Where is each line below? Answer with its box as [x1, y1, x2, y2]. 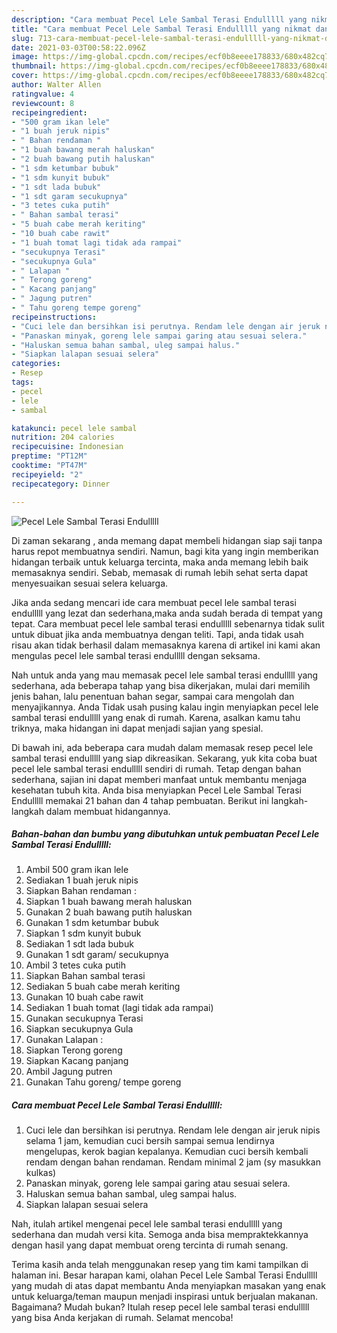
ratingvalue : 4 [11, 89, 75, 99]
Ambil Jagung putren [25, 1066, 113, 1078]
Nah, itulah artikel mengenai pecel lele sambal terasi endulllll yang [11, 1218, 283, 1230]
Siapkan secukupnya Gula [25, 1023, 134, 1035]
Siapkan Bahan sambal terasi [25, 970, 146, 982]
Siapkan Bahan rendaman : [25, 885, 137, 897]
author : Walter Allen [11, 80, 102, 90]
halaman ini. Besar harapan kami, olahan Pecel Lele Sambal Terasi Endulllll [11, 1269, 318, 1281]
